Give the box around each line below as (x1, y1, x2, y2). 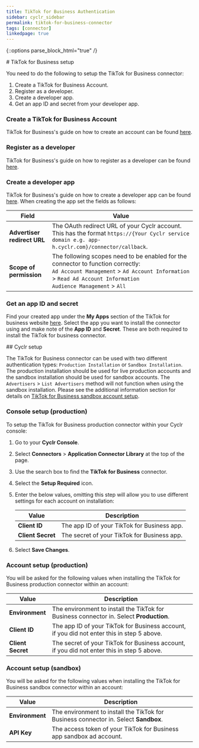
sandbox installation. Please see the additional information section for (6, 386, 176, 394)
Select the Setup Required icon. (14, 480, 94, 487)
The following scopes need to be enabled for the (52, 252, 187, 261)
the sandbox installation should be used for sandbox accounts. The (6, 374, 171, 381)
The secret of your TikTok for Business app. (61, 531, 182, 539)
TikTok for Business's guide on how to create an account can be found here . (6, 129, 192, 136)
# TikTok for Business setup (6, 59, 74, 66)
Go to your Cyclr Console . (14, 439, 79, 446)
